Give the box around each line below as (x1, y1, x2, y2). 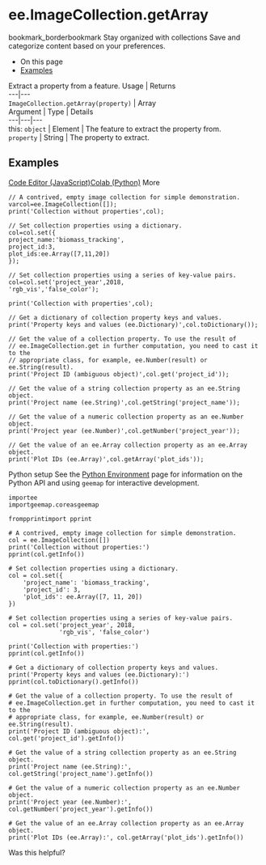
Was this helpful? (8, 847, 66, 857)
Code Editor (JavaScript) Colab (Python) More (8, 177, 160, 187)
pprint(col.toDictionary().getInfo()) (8, 677, 139, 685)
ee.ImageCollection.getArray (8, 6, 209, 24)
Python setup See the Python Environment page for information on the (8, 469, 243, 479)
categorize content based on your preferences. (8, 40, 166, 50)
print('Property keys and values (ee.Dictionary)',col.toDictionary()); (8, 320, 259, 329)
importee (8, 494, 38, 502)
